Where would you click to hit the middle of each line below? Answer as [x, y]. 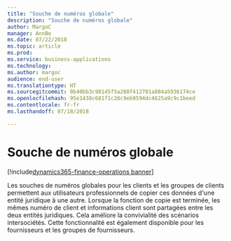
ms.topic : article [34, 46]
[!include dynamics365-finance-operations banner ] [80, 172]
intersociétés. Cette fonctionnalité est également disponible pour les [106, 222]
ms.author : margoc [34, 72]
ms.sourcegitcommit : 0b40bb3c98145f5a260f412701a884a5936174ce [101, 92]
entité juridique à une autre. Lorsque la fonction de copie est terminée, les [114, 200]
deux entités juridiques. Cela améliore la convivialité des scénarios [103, 215]
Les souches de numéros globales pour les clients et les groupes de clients [116, 185]
